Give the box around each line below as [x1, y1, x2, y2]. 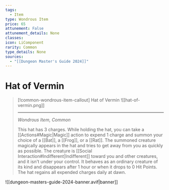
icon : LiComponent [5, 40, 44, 45]
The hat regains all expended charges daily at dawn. [17, 169, 126, 175]
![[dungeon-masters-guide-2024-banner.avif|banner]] [5, 179, 118, 185]
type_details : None [5, 49, 46, 54]
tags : [5, 7, 17, 13]
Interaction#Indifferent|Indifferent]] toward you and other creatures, [17, 153, 158, 159]
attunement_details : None [5, 31, 59, 36]
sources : [5, 54, 24, 59]
